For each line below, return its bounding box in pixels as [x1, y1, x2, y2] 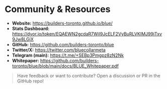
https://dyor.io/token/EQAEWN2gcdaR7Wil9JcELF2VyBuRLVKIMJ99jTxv [12, 31, 162, 37]
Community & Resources [5, 4, 111, 15]
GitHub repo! [17, 78, 44, 84]
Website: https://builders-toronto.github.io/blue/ [12, 20, 113, 26]
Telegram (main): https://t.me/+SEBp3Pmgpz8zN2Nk [12, 52, 124, 58]
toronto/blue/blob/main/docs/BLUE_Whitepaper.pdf [12, 63, 119, 69]
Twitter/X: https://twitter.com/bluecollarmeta [12, 47, 106, 53]
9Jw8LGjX [12, 36, 34, 42]
